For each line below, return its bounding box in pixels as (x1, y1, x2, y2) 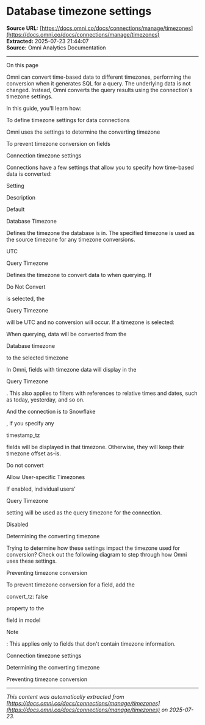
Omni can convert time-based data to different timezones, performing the (6, 73, 191, 81)
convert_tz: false (6, 593, 48, 600)
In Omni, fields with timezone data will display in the (6, 366, 137, 373)
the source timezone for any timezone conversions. (6, 236, 135, 243)
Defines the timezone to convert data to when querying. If (6, 271, 152, 278)
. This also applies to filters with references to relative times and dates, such (6, 389, 198, 397)
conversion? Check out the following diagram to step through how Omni (6, 550, 187, 558)
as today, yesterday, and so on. (6, 395, 85, 403)
